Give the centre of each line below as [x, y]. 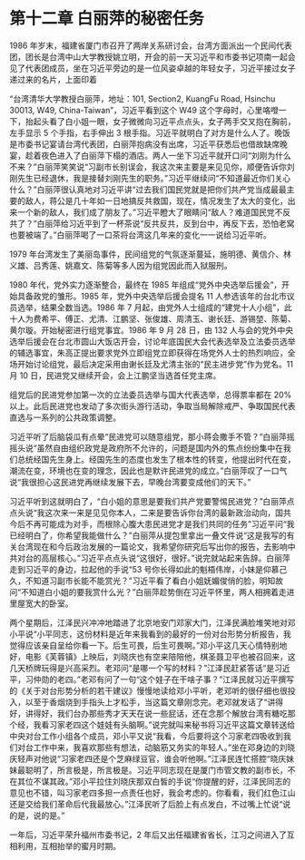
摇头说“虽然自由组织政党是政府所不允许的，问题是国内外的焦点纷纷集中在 [147, 448]
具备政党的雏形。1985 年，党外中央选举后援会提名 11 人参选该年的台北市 [152, 296]
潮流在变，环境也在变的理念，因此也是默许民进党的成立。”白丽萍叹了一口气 [148, 470]
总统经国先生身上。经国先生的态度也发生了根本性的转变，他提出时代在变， [156, 459]
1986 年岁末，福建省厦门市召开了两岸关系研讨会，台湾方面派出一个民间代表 [151, 45]
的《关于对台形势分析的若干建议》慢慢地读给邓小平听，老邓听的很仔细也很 [148, 690]
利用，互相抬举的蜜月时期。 [69, 845]
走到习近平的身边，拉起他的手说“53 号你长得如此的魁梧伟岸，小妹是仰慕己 [148, 569]
